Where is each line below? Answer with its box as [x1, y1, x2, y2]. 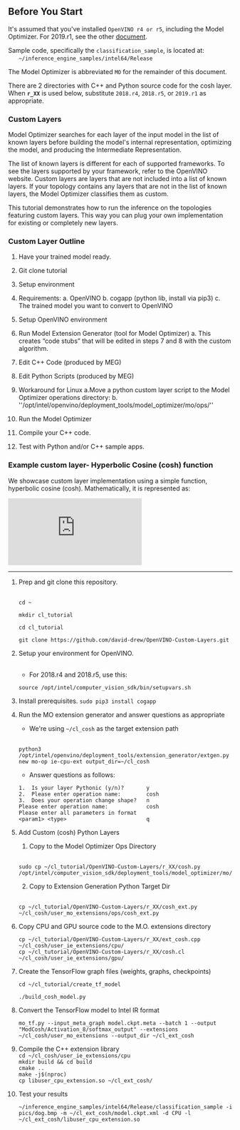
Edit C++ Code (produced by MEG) [18, 358, 122, 366]
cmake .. [18, 1064, 45, 1072]
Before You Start [8, 6, 83, 18]
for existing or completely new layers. [8, 219, 118, 227]
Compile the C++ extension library [18, 1044, 120, 1053]
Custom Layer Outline [8, 237, 85, 247]
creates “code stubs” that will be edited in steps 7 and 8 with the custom [18, 337, 231, 345]
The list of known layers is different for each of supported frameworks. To [8, 160, 225, 168]
